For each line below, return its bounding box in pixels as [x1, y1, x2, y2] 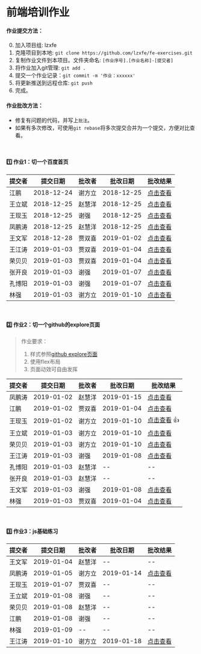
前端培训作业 [6, 5, 70, 19]
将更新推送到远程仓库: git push [14, 79, 93, 86]
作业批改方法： [6, 102, 43, 109]
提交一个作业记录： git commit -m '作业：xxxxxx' [14, 72, 135, 79]
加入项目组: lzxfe [14, 42, 57, 49]
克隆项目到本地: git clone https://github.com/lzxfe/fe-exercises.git [14, 49, 193, 56]
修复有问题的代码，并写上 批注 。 [14, 116, 93, 124]
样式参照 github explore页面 [29, 351, 98, 357]
